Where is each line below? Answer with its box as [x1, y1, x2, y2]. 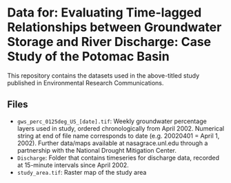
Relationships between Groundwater [7, 19, 222, 35]
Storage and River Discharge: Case [7, 34, 212, 50]
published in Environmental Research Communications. [7, 78, 164, 87]
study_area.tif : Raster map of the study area [17, 168, 147, 176]
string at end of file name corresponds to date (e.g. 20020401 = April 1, [17, 131, 220, 140]
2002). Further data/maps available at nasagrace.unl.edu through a [17, 139, 208, 147]
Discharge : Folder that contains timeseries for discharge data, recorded [17, 153, 219, 162]
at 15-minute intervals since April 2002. [17, 160, 129, 169]
